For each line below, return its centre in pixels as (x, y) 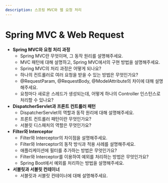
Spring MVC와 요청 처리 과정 (41, 49)
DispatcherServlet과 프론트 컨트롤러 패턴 (54, 106)
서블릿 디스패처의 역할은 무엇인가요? (56, 125)
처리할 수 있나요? (37, 100)
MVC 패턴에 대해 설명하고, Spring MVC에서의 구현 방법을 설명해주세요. (90, 62)
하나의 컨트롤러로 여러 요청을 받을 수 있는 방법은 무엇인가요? (79, 75)
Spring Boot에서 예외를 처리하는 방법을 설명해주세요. (72, 163)
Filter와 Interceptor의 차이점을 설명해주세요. (64, 138)
